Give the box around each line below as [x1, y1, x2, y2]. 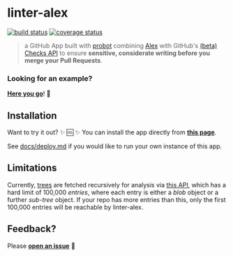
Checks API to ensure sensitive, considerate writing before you [24, 49, 211, 57]
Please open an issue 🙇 [7, 242, 75, 250]
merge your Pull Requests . [24, 56, 103, 64]
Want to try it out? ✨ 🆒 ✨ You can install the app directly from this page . [7, 128, 217, 137]
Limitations [7, 162, 57, 174]
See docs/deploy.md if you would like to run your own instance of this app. [7, 142, 223, 150]
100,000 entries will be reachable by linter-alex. [7, 203, 144, 211]
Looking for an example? [7, 73, 93, 83]
